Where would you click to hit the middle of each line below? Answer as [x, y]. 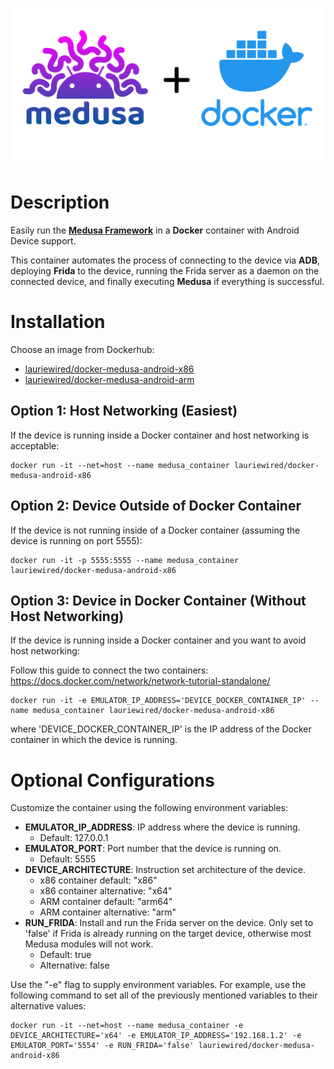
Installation [58, 322]
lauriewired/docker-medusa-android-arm [109, 379]
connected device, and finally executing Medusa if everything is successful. [167, 281]
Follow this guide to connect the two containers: [109, 670]
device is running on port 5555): [76, 540]
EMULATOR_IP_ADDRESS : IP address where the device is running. [162, 827]
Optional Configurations [112, 780]
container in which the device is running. [94, 740]
